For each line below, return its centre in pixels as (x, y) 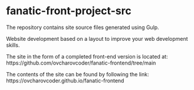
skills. (13, 45)
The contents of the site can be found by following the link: (78, 74)
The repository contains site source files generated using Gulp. (83, 27)
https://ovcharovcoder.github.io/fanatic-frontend (65, 81)
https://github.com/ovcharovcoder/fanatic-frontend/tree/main (81, 63)
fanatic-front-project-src (69, 11)
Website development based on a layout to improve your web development (97, 38)
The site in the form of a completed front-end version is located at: (87, 56)
